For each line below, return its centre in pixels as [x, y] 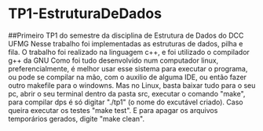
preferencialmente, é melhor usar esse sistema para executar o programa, [128, 68]
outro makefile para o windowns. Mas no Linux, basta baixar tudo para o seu [132, 85]
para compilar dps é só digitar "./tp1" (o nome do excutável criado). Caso [126, 102]
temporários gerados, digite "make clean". [77, 118]
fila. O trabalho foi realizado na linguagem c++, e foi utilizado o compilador [129, 52]
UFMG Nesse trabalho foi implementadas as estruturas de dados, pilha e [126, 43]
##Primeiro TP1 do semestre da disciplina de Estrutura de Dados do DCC [126, 35]
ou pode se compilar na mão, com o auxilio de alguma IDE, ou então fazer [128, 77]
